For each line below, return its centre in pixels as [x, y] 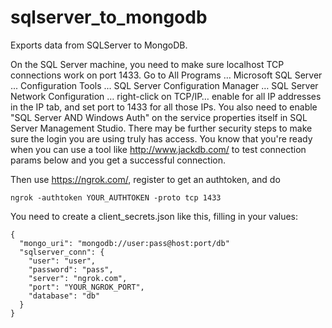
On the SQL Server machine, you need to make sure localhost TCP [147, 64]
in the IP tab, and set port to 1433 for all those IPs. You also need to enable [164, 107]
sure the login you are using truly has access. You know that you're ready [161, 138]
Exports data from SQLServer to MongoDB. [99, 45]
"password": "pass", [71, 269]
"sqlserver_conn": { [62, 252]
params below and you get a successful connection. [118, 160]
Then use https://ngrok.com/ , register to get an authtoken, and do [145, 179]
